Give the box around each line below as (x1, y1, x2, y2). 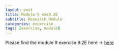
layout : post (5, 7, 33, 12)
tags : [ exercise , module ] (5, 26, 60, 31)
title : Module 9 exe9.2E (5, 12, 58, 17)
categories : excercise (5, 21, 53, 26)
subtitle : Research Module (5, 16, 63, 21)
